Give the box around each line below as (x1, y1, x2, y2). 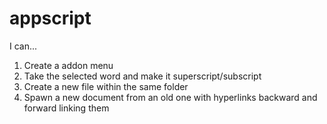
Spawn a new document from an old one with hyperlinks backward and (23, 91, 318, 103)
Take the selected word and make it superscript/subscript (23, 70, 262, 82)
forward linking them (23, 102, 110, 114)
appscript (9, 7, 92, 30)
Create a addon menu (23, 59, 114, 71)
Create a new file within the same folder (23, 80, 189, 92)
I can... (9, 40, 38, 52)
